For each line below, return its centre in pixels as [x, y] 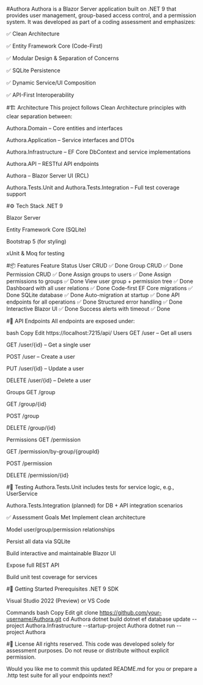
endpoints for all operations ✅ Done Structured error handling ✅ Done [94, 302]
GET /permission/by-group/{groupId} [53, 451]
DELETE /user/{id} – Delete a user [49, 380]
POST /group [23, 416]
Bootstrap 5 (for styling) [36, 241]
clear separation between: [39, 116]
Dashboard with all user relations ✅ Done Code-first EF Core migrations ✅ [100, 288]
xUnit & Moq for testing [35, 253]
